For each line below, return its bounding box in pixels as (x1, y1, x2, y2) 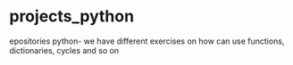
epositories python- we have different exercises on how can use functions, (9, 36, 285, 46)
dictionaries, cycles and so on (9, 45, 120, 55)
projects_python (9, 6, 135, 27)
